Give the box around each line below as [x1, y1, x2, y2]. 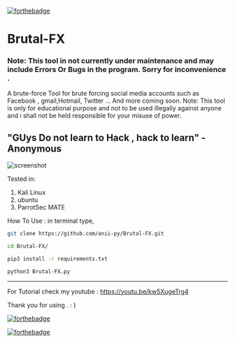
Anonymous [7, 143, 62, 154]
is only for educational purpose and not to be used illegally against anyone [7, 104, 222, 112]
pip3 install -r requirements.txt [7, 256, 108, 263]
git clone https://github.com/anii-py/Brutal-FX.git [7, 231, 164, 238]
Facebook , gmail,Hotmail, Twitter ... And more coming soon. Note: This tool [7, 96, 225, 105]
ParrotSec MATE [17, 203, 65, 212]
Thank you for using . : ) [7, 300, 76, 309]
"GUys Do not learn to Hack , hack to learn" [7, 131, 199, 143]
